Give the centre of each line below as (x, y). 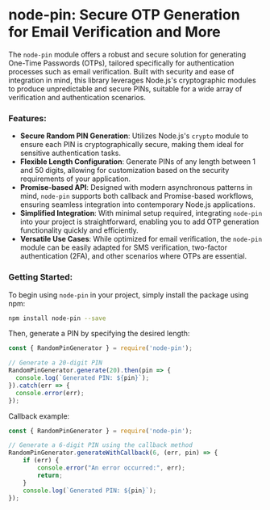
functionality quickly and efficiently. (79, 230)
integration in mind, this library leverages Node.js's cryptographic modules (132, 80)
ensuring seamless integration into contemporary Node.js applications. (137, 204)
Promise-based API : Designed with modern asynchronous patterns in (136, 188)
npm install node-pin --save (57, 318)
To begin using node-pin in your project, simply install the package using (129, 295)
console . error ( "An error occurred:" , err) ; (111, 468)
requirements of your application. (75, 179)
